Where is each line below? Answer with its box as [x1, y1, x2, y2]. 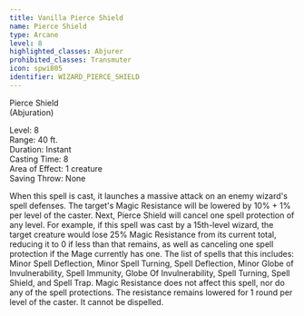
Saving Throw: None [9, 173, 86, 183]
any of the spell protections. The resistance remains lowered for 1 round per [9, 287, 293, 298]
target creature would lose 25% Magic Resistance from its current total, [9, 229, 277, 240]
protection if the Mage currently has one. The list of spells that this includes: [9, 248, 295, 259]
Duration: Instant [9, 143, 72, 154]
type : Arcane [9, 30, 59, 39]
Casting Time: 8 [9, 153, 69, 164]
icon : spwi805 [9, 64, 64, 74]
